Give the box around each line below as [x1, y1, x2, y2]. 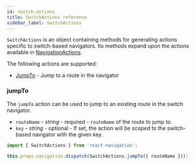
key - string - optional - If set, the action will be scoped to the [15, 124, 166, 132]
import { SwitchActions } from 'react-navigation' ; [7, 142, 138, 148]
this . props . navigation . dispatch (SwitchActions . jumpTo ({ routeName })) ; [7, 153, 188, 159]
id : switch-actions [7, 8, 55, 15]
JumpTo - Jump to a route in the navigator [15, 72, 119, 79]
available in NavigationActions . [7, 49, 82, 56]
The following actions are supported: [7, 60, 97, 67]
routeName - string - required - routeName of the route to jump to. [15, 118, 172, 125]
